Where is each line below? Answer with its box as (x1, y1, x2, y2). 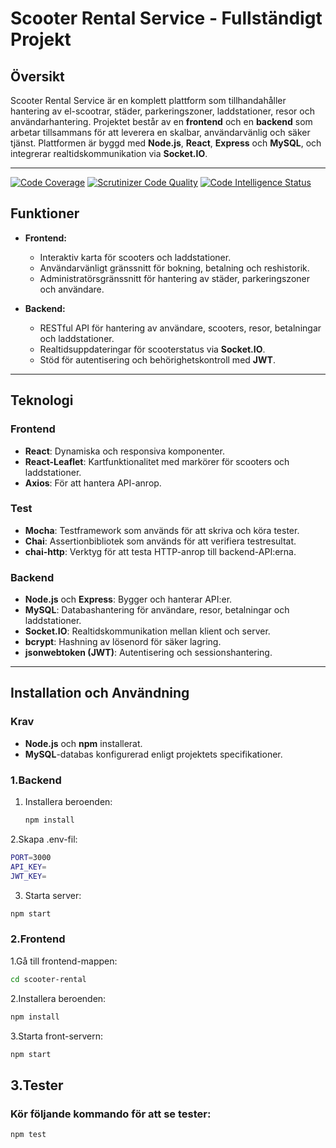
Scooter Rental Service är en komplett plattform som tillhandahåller (10, 95, 287, 106)
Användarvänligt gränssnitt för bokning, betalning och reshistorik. (39, 262, 310, 274)
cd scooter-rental (10, 974, 87, 984)
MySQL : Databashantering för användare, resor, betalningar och (24, 604, 290, 616)
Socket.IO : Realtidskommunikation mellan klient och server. (24, 625, 271, 637)
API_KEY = (10, 862, 47, 872)
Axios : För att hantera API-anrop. (24, 477, 162, 489)
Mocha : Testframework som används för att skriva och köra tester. (24, 524, 300, 536)
